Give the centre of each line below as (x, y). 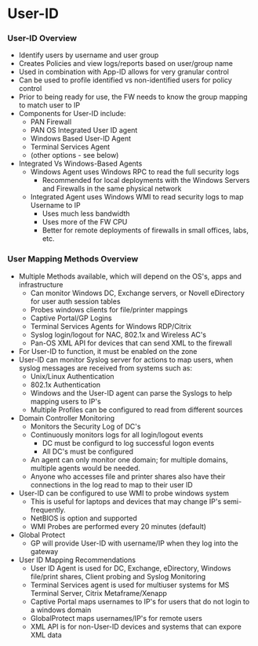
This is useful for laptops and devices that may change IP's (126, 501)
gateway (44, 551)
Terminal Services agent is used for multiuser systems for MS (130, 585)
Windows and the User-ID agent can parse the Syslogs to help (131, 392)
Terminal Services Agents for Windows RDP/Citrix (111, 326)
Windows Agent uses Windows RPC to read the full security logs (135, 172)
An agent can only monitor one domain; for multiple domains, (129, 459)
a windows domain (61, 610)
